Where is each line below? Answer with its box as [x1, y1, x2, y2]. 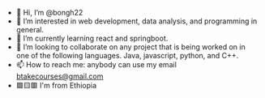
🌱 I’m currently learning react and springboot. [15, 33, 169, 43]
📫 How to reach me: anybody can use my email [15, 60, 177, 69]
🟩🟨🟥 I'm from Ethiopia [15, 81, 97, 90]
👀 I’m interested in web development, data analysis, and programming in [15, 16, 258, 26]
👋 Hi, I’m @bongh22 [15, 8, 83, 17]
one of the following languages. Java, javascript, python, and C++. [15, 51, 239, 60]
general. [15, 25, 45, 34]
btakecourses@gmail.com [15, 71, 104, 81]
